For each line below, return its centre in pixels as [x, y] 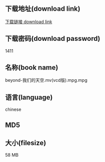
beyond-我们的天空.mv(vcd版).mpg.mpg [46, 80]
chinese [13, 109]
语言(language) [29, 97]
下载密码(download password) [53, 39]
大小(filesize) [26, 143]
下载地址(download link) [43, 9]
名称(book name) [32, 68]
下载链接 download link [29, 22]
